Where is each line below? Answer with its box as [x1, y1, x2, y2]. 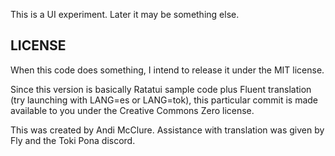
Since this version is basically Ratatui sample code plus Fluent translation [10, 83, 312, 95]
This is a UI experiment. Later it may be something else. [10, 9, 240, 20]
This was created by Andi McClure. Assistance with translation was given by [10, 124, 325, 136]
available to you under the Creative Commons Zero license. [10, 104, 255, 116]
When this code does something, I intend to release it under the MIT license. [10, 64, 325, 76]
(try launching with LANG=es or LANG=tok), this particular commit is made [10, 94, 318, 106]
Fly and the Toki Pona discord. [10, 134, 136, 146]
